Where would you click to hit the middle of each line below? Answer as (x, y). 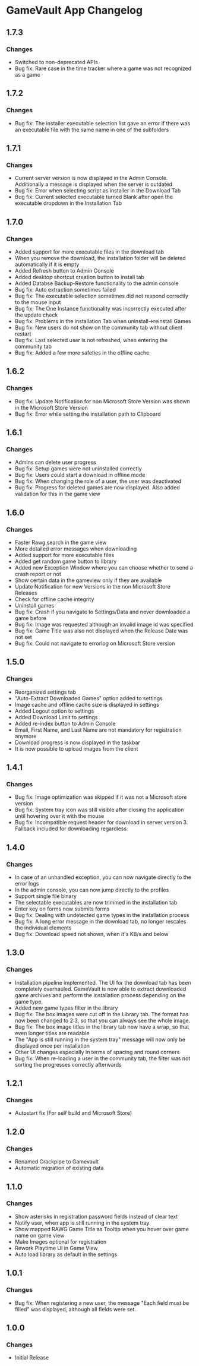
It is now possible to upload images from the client (76, 748)
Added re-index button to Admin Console (65, 723)
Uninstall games (34, 605)
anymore (26, 736)
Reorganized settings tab (45, 692)
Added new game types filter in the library (66, 1008)
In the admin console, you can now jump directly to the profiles (92, 890)
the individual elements (43, 928)
